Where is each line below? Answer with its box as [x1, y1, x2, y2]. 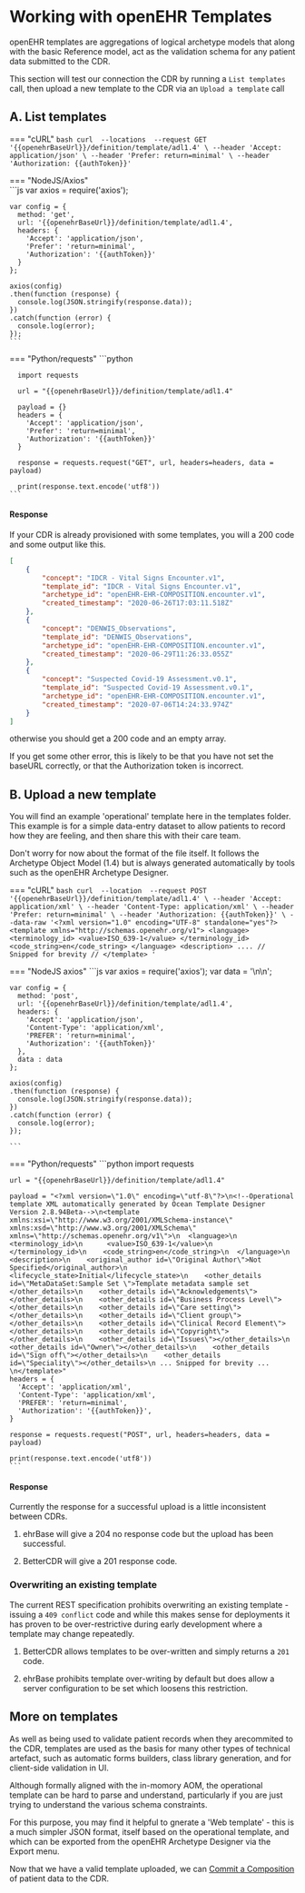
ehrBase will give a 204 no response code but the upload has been [22, 1529, 274, 1540]
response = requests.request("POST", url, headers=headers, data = [9, 1431, 271, 1440]
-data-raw [9, 918, 47, 927]
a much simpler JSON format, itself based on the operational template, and [9, 1826, 290, 1837]
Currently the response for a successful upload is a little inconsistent [9, 1502, 267, 1512]
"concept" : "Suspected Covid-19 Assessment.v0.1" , [42, 675, 238, 684]
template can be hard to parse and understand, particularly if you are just [9, 1789, 283, 1800]
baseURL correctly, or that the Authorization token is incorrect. [9, 760, 244, 771]
